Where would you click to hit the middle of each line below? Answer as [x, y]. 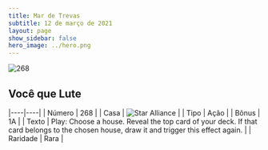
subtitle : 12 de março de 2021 [60, 23]
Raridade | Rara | [36, 138]
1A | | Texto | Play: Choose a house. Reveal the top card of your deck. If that [133, 121]
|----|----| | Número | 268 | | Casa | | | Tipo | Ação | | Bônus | [134, 112]
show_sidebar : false [43, 38]
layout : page [30, 30]
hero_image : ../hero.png [50, 46]
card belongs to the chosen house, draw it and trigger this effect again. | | [130, 130]
